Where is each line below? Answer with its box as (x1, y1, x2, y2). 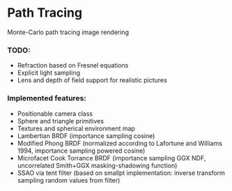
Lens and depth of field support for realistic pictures (17, 76, 167, 84)
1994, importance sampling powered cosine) (17, 146, 146, 155)
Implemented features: (7, 93, 87, 103)
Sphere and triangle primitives (17, 116, 105, 125)
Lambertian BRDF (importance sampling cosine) (17, 131, 155, 140)
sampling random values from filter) (17, 176, 121, 184)
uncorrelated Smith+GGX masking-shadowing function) (17, 161, 178, 169)
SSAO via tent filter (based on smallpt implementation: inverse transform (17, 169, 225, 177)
